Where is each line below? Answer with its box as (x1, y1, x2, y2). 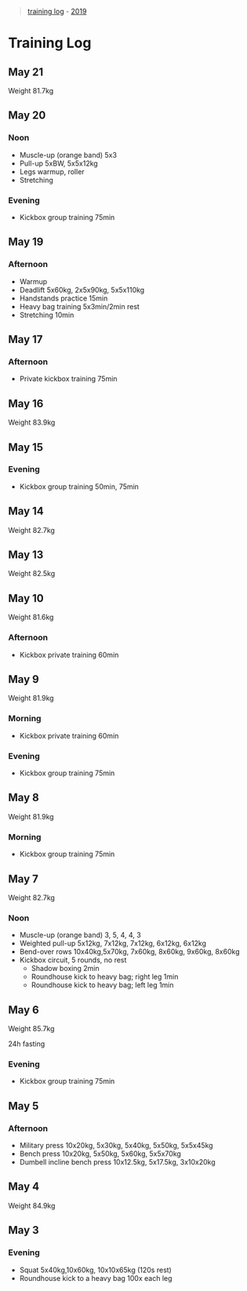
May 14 (8, 505, 45, 518)
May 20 (8, 109, 46, 122)
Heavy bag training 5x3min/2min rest (19, 301, 140, 311)
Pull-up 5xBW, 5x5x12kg (19, 159, 98, 168)
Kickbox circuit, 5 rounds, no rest (19, 955, 127, 965)
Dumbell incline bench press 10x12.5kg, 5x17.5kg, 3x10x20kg (19, 1158, 216, 1167)
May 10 (8, 592, 45, 605)
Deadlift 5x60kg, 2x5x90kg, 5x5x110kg (19, 285, 145, 294)
